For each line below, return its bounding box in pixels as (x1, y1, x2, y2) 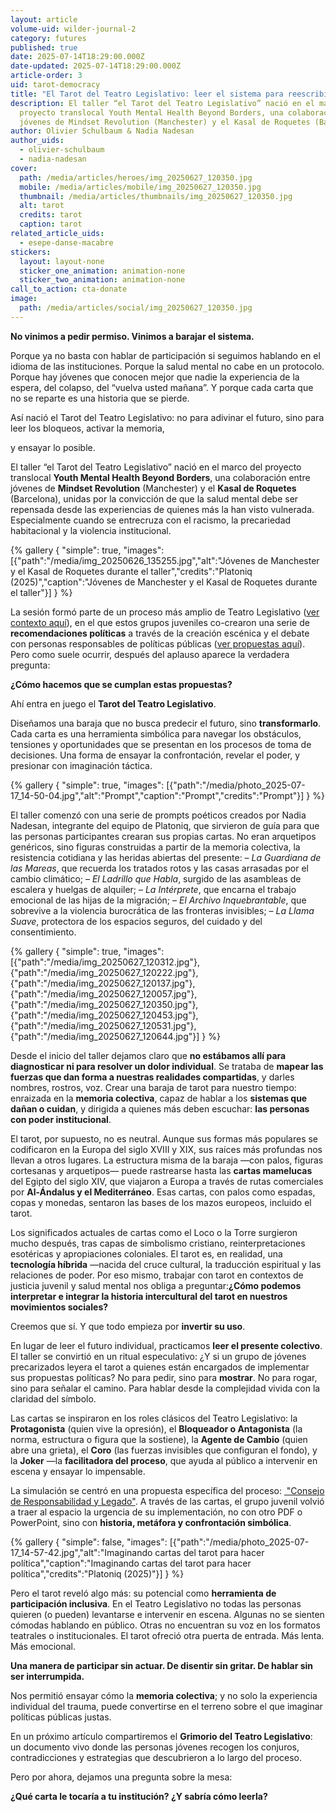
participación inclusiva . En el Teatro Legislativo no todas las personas (10, 1597, 302, 1610)
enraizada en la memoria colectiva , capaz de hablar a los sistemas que (10, 1092, 308, 1104)
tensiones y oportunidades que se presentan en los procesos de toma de (10, 738, 312, 750)
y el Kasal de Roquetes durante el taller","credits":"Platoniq (10, 565, 253, 577)
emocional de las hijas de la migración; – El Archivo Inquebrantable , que (10, 894, 307, 906)
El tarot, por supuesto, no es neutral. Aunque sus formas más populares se (10, 1132, 319, 1145)
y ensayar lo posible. (10, 441, 96, 453)
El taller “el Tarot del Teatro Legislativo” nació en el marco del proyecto (10, 461, 302, 473)
